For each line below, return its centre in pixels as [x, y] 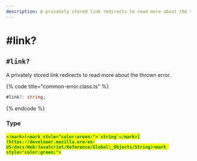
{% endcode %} [26, 108]
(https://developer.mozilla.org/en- [51, 142]
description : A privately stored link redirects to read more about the [97, 11]
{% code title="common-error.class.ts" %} [58, 86]
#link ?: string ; [26, 97]
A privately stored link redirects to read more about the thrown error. [89, 75]
